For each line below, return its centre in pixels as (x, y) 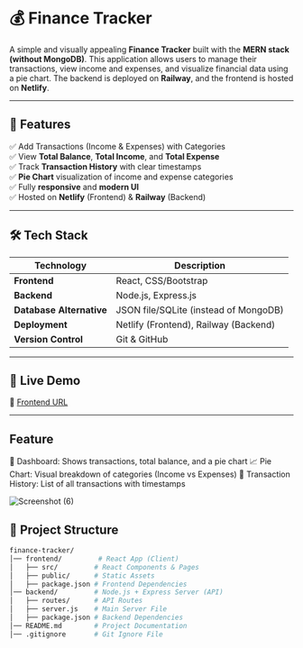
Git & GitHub (142, 339)
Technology (61, 265)
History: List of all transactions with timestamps (98, 484)
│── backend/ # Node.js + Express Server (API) (116, 592)
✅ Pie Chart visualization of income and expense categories (121, 177)
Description (200, 265)
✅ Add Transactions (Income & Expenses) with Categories (117, 146)
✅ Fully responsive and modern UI (74, 187)
